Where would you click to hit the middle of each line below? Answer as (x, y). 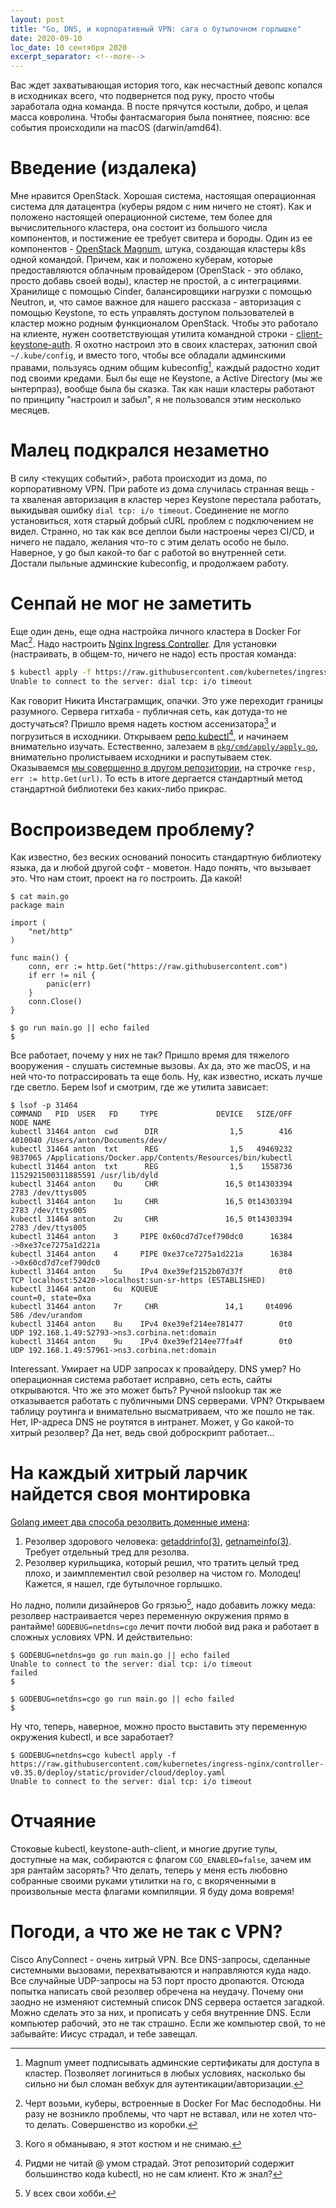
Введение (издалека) (104, 168)
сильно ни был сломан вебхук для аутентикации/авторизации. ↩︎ (164, 2083)
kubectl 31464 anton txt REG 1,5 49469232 (151, 1149)
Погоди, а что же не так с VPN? (146, 1931)
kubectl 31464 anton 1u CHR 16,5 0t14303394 (151, 1202)
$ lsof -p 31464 (44, 1106)
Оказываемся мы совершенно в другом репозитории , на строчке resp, (163, 768)
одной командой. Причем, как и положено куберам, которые (142, 260)
